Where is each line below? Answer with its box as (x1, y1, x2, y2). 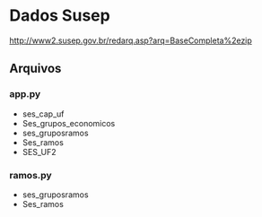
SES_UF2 (22, 146, 57, 157)
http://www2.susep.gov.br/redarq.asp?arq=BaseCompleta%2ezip (9, 35, 253, 46)
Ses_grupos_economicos (22, 117, 116, 128)
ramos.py (9, 169, 52, 181)
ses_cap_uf (22, 108, 65, 119)
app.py (9, 88, 41, 100)
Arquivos (9, 61, 62, 76)
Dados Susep (9, 5, 110, 26)
